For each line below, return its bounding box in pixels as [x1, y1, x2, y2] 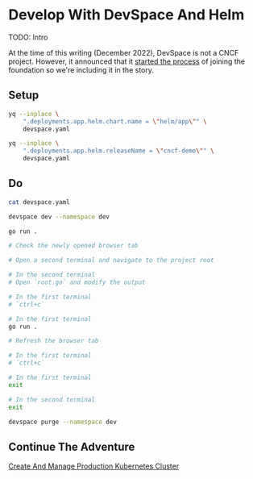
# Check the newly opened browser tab [8, 242, 139, 250]
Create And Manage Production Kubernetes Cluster [8, 461, 180, 471]
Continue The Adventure [8, 439, 135, 453]
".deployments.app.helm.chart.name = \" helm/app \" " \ [23, 117, 207, 126]
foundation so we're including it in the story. [8, 65, 155, 74]
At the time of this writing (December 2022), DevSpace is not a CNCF [8, 48, 239, 57]
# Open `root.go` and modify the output [8, 278, 147, 287]
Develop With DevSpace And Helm [8, 6, 245, 24]
